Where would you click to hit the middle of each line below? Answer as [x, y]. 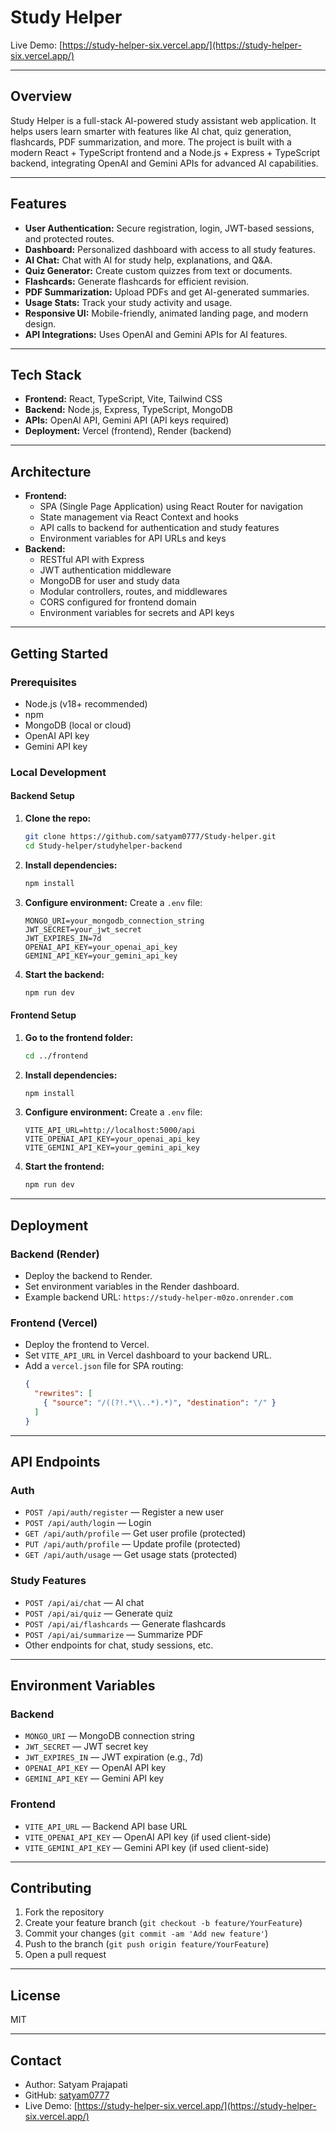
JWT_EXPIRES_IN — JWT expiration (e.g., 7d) [114, 1757]
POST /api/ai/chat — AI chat [84, 1602]
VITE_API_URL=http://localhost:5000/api [110, 1131]
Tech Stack [46, 374]
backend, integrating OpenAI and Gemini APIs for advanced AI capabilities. [164, 163]
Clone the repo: [58, 818]
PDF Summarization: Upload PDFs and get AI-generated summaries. [167, 292]
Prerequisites [43, 682]
